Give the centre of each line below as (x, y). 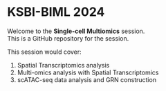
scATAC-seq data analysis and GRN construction (87, 79)
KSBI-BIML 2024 (56, 12)
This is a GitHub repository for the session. (68, 38)
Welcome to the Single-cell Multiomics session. (76, 31)
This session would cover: (44, 52)
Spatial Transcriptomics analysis (63, 65)
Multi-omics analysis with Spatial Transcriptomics (88, 72)
